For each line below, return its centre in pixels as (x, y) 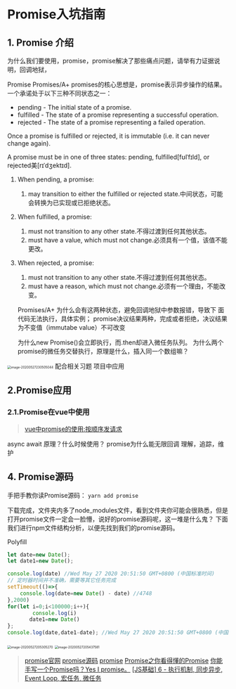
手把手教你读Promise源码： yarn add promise (73, 495)
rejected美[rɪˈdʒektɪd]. (39, 165)
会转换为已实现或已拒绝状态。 (71, 202)
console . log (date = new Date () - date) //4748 (86, 593)
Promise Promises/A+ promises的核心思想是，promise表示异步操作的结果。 (117, 84)
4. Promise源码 (40, 477)
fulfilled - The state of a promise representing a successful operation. (118, 115)
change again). (29, 143)
